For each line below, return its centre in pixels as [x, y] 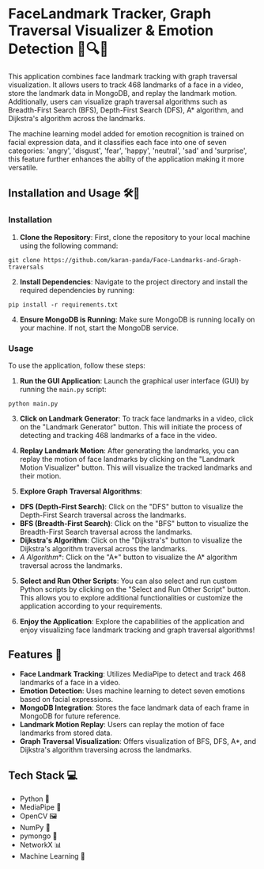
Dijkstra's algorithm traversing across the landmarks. [106, 749]
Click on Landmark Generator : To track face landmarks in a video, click [137, 418]
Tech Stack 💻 [43, 776]
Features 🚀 [35, 655]
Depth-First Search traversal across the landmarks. [103, 515]
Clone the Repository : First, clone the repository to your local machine [135, 237]
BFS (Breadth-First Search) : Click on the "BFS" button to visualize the [134, 523]
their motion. [40, 475]
